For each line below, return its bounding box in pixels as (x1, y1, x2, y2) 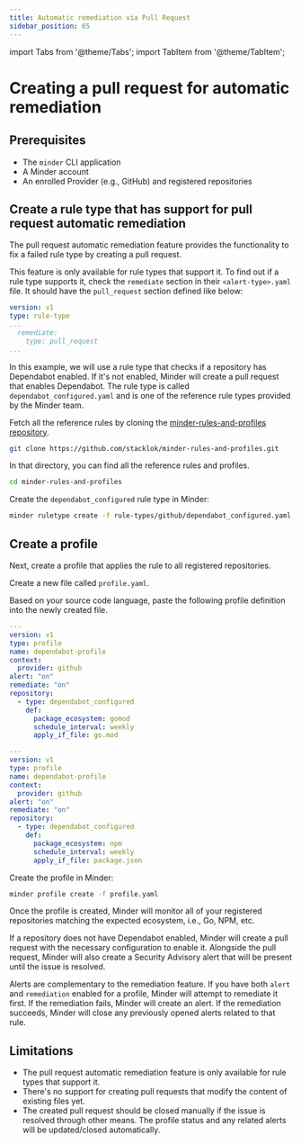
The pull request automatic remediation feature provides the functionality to (9, 239, 289, 250)
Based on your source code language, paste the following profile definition (9, 595, 286, 606)
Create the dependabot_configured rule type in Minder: (9, 494, 209, 505)
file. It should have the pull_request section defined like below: (9, 285, 243, 297)
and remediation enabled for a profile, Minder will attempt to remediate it (9, 988, 279, 999)
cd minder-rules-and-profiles (9, 478, 123, 487)
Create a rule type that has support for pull (9, 202, 253, 217)
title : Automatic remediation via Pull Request (9, 13, 191, 23)
